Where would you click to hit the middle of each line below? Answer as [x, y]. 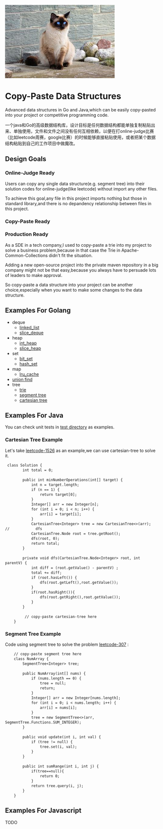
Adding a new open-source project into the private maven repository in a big [82, 265]
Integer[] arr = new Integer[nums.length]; [76, 698]
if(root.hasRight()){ [53, 592]
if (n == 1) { [45, 489]
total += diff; [46, 573]
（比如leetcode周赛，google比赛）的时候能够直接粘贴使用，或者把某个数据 [80, 137]
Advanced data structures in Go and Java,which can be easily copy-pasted [81, 109]
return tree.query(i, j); [57, 786]
